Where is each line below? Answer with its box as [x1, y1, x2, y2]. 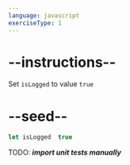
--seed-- [8, 107, 68, 125]
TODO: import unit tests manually [8, 148, 121, 157]
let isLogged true [8, 133, 73, 141]
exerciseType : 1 [8, 19, 62, 27]
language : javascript [8, 11, 80, 20]
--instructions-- [8, 53, 117, 71]
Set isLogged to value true [8, 79, 94, 89]
